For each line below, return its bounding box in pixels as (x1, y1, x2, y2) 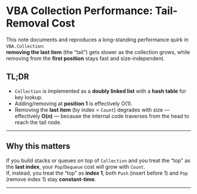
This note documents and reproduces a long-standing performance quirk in (6, 36, 189, 43)
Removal (6, 16, 50, 30)
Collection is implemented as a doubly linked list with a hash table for (14, 87, 186, 95)
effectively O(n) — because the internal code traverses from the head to (14, 112, 189, 119)
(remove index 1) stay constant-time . (6, 175, 97, 183)
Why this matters (6, 141, 70, 151)
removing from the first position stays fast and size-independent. (6, 55, 165, 62)
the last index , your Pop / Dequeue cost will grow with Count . (6, 163, 145, 170)
